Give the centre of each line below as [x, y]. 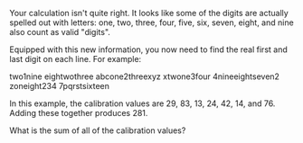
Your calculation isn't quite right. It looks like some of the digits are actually [149, 13]
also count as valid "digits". [60, 32]
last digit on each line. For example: [76, 59]
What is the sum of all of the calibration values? [98, 130]
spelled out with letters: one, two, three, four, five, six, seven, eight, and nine [151, 22]
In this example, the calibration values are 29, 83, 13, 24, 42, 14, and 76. [142, 103]
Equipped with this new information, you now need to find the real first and [148, 49]
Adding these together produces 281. [79, 113]
